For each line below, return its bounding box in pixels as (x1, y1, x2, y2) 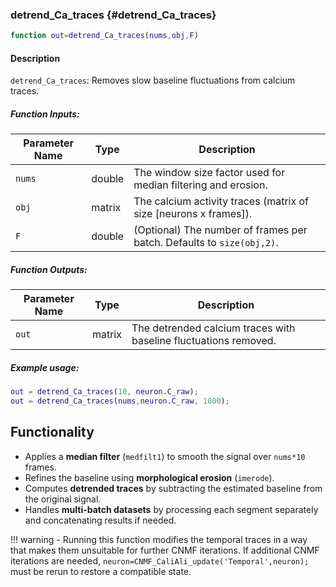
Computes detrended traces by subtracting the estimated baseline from (24, 482, 323, 494)
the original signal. (24, 493, 102, 505)
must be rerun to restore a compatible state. (10, 565, 192, 577)
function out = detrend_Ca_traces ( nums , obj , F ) (10, 31, 199, 41)
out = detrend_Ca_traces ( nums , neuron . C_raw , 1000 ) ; (10, 396, 230, 407)
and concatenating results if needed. (24, 514, 177, 526)
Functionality (10, 424, 95, 441)
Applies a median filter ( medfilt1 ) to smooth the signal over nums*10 (24, 450, 306, 462)
